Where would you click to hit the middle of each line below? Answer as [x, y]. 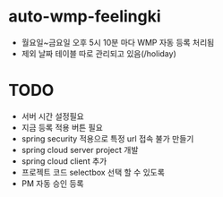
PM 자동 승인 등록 [52, 183]
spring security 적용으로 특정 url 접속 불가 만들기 [107, 138]
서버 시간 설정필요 [52, 116]
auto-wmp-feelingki [85, 17]
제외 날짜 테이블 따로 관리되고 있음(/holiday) [99, 53]
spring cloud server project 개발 [80, 150]
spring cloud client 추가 [64, 161]
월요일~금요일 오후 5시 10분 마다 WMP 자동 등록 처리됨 [118, 42]
